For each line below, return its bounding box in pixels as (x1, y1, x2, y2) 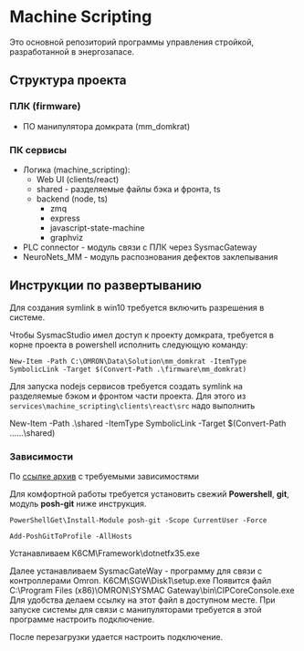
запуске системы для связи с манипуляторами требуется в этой (9, 604, 262, 615)
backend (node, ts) (36, 193, 108, 204)
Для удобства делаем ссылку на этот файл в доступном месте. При (9, 594, 276, 605)
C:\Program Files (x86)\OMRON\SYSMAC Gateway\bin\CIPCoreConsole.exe (9, 585, 295, 596)
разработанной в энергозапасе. (9, 46, 135, 57)
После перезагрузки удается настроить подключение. (9, 632, 224, 643)
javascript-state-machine (49, 222, 145, 233)
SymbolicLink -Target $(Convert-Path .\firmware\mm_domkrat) (9, 365, 247, 374)
